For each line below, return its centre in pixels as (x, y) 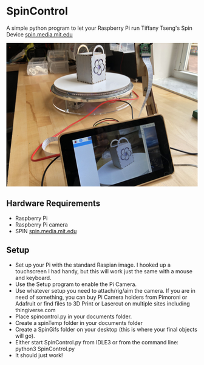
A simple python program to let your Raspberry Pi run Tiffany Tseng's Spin (100, 28)
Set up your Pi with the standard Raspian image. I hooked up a (93, 265)
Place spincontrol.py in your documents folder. (73, 316)
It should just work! (39, 355)
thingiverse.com (35, 310)
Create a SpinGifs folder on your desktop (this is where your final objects (106, 329)
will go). (25, 336)
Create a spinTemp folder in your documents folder (79, 322)
